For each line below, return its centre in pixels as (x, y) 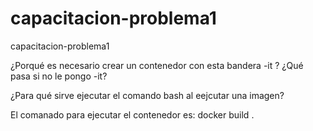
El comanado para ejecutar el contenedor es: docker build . (132, 114)
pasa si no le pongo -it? (59, 76)
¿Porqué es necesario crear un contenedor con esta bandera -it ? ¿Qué (157, 65)
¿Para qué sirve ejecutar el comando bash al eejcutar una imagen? (147, 95)
